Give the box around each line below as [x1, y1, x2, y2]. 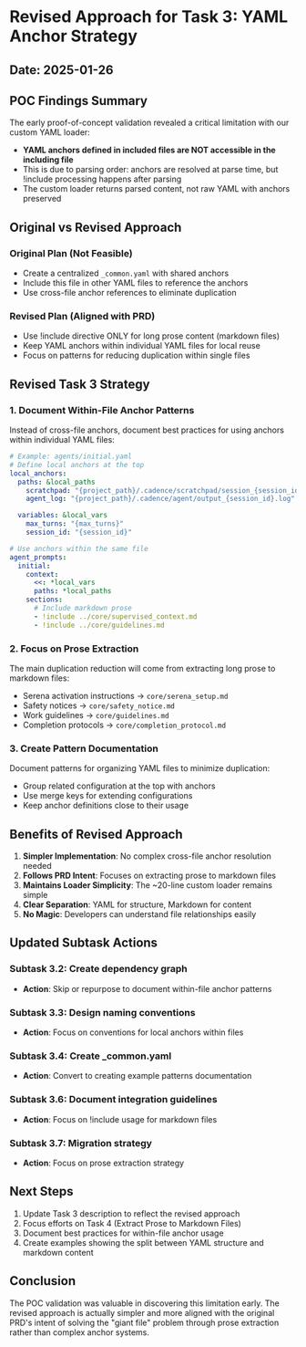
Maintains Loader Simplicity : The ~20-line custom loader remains [22, 880, 273, 891]
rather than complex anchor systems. [9, 1326, 150, 1338]
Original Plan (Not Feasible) [9, 246, 134, 259]
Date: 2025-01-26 [9, 62, 114, 78]
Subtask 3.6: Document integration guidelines [9, 1093, 218, 1106]
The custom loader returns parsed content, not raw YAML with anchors [22, 183, 291, 194]
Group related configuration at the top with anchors [22, 780, 216, 791]
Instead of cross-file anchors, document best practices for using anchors [9, 424, 285, 435]
